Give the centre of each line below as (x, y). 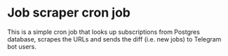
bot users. (22, 46)
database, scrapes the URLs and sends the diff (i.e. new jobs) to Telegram (114, 39)
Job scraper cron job (69, 13)
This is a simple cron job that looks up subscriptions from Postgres (103, 32)
